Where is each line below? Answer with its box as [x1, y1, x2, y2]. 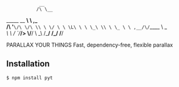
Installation [6, 59, 50, 69]
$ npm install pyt [6, 74, 53, 81]
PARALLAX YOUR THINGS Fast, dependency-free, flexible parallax [6, 41, 174, 48]
